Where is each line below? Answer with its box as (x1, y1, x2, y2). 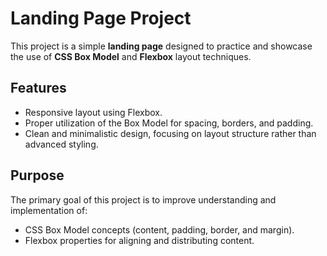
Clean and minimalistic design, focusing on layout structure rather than (24, 127, 317, 139)
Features (10, 80, 67, 97)
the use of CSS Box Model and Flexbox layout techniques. (10, 50, 252, 62)
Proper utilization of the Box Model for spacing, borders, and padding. (24, 117, 314, 129)
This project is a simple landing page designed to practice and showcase (10, 40, 313, 52)
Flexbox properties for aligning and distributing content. (24, 234, 255, 246)
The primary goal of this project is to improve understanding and (10, 193, 277, 206)
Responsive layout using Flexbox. (24, 106, 163, 118)
